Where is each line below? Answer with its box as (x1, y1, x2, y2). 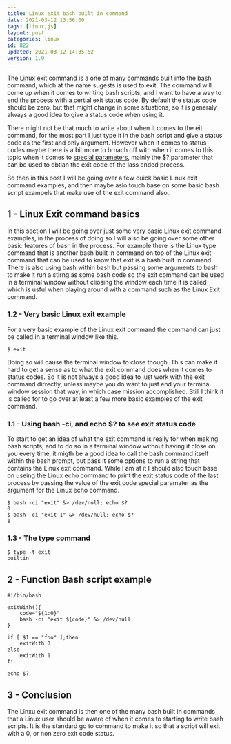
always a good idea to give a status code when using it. (7, 110, 165, 118)
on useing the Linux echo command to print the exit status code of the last (7, 471, 219, 479)
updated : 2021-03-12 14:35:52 (7, 49, 94, 56)
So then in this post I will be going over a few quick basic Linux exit (7, 174, 198, 182)
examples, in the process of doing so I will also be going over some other (7, 234, 215, 242)
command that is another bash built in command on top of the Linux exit (7, 249, 212, 257)
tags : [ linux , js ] (7, 23, 57, 30)
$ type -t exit (7, 549, 51, 556)
